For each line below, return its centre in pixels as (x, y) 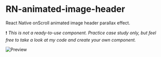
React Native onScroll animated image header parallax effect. (68, 23)
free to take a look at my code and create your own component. (71, 40)
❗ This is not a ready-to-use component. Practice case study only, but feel (81, 33)
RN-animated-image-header (65, 9)
